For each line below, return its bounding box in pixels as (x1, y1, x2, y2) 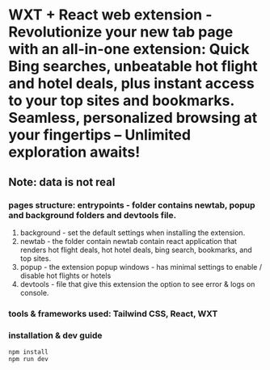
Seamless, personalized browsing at (8, 109, 258, 127)
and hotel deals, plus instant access (8, 74, 255, 93)
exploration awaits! (8, 143, 141, 162)
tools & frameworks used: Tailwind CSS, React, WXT (8, 308, 218, 319)
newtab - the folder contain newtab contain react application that (19, 236, 237, 246)
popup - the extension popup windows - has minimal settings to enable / (19, 262, 263, 271)
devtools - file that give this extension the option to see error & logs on (19, 279, 255, 288)
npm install (8, 348, 49, 356)
